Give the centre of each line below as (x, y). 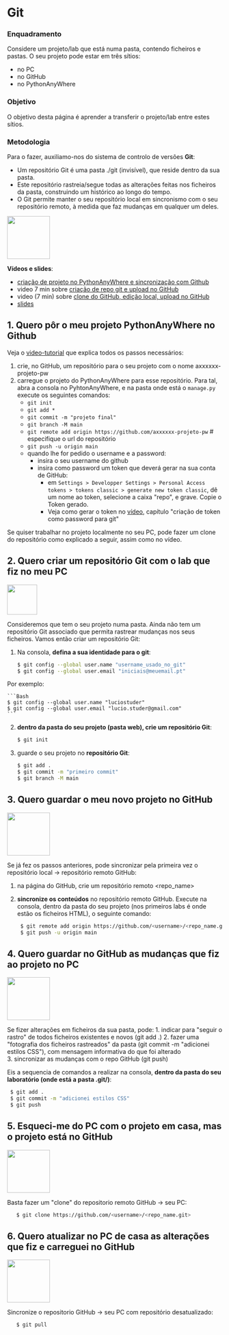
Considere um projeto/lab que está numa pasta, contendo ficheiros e (104, 49)
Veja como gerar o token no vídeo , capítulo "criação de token (134, 512)
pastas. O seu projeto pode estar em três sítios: (74, 56)
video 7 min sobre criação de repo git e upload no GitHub (98, 289)
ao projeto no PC (43, 964)
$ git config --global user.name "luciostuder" (76, 703)
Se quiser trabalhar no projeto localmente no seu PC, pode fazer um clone (112, 532)
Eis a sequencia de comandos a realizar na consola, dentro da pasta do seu (114, 1072)
